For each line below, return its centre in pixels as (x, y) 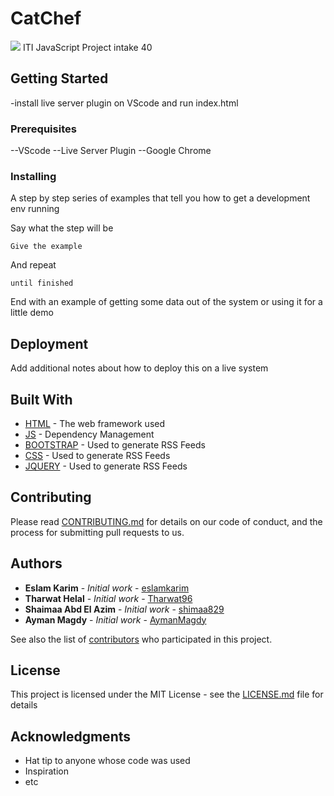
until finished (42, 283)
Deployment (49, 343)
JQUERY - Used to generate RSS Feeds (106, 466)
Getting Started (59, 78)
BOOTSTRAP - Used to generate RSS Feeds (115, 444)
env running (35, 209)
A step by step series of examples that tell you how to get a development (160, 198)
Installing (33, 176)
